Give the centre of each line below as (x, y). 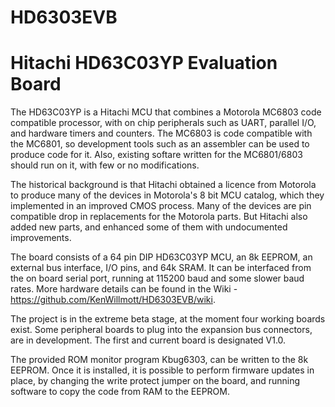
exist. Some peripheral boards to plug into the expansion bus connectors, (161, 330)
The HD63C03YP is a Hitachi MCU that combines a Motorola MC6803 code (166, 112)
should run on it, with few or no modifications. (105, 165)
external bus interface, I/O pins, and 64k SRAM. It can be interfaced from (161, 268)
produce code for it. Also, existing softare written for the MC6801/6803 (156, 155)
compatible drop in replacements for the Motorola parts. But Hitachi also (159, 217)
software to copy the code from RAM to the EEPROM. (120, 392)
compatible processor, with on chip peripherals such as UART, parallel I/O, (163, 123)
